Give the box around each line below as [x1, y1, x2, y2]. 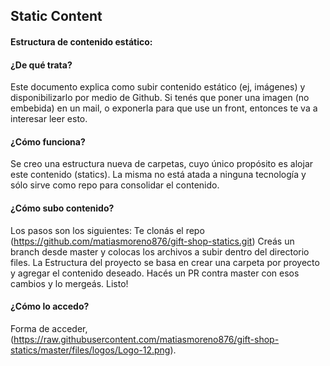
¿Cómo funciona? [10, 135, 86, 148]
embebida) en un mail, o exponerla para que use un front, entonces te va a [10, 102, 318, 114]
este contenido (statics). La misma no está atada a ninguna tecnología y [10, 169, 307, 181]
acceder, [51, 322, 88, 334]
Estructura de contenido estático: [10, 35, 153, 48]
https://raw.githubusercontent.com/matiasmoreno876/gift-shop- [13, 333, 280, 345]
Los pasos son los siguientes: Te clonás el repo [10, 224, 205, 236]
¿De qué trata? [10, 59, 73, 71]
